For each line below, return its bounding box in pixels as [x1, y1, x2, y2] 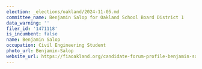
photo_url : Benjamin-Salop [6, 48, 74, 54]
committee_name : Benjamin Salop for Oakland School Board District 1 [6, 14, 185, 20]
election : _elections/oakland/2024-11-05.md [6, 8, 120, 15]
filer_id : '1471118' [6, 25, 58, 32]
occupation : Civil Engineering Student [6, 43, 106, 49]
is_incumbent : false [6, 31, 58, 37]
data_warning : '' [6, 20, 50, 26]
